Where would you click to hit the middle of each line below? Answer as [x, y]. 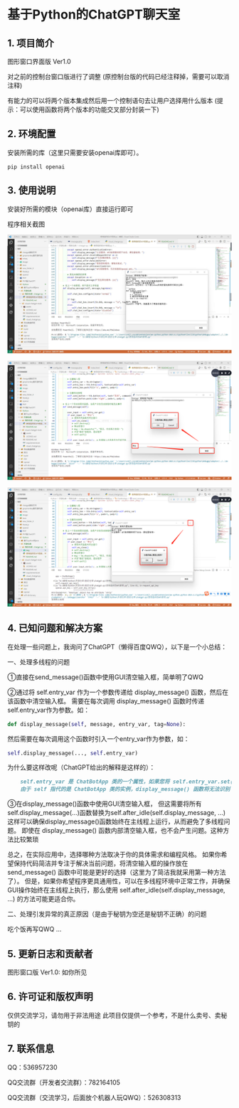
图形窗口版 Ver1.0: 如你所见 [47, 972]
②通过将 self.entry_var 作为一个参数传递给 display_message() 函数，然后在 [118, 692]
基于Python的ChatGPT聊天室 [94, 15]
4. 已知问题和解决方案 [55, 628]
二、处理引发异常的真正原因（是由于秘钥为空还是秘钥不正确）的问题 [107, 914]
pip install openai [36, 167]
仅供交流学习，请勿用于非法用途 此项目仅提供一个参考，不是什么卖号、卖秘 [117, 1015]
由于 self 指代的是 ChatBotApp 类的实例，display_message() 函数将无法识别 [125, 789]
